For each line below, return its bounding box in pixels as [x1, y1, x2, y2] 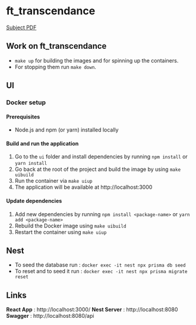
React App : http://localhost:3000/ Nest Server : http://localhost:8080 [6, 306, 178, 313]
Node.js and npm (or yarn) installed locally [14, 126, 119, 133]
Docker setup [6, 98, 46, 107]
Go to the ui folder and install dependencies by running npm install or [14, 153, 188, 160]
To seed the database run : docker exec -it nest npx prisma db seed [14, 261, 186, 268]
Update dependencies [6, 198, 62, 205]
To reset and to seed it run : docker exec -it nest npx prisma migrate [14, 268, 188, 275]
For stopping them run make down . [14, 63, 97, 70]
